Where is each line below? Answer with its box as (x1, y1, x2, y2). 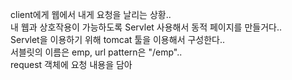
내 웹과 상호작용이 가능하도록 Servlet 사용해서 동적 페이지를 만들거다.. (10, 21, 283, 33)
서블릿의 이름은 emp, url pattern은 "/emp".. (10, 46, 183, 58)
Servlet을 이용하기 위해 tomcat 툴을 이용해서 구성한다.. (10, 34, 226, 45)
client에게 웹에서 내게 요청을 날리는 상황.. (10, 9, 172, 20)
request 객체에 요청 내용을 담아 (10, 59, 133, 70)
